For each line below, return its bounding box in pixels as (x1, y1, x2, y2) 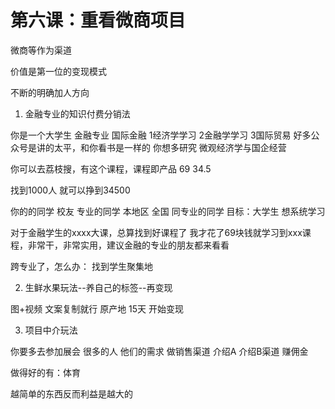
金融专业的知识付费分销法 (24, 107, 131, 120)
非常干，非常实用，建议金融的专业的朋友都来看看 (27, 239, 230, 251)
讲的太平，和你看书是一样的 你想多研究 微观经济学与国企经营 (36, 141, 287, 153)
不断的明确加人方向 (10, 86, 90, 98)
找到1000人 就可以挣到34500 (10, 184, 131, 196)
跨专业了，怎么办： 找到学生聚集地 (10, 260, 153, 272)
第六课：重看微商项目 (10, 9, 187, 32)
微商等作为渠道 (10, 44, 72, 56)
